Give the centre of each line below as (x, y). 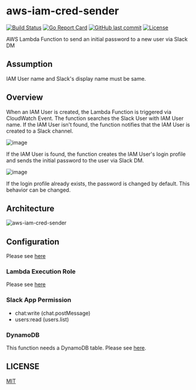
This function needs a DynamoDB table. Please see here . (76, 348)
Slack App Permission (39, 300)
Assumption (29, 64)
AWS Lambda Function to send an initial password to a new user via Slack (97, 39)
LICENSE (23, 366)
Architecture (30, 208)
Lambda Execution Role (41, 272)
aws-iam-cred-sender (63, 11)
